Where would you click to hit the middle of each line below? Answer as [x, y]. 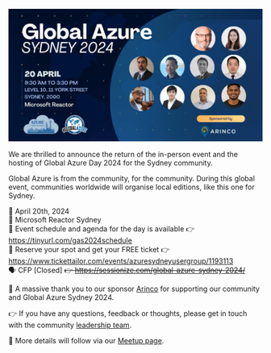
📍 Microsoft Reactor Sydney [55, 220]
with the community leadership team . [70, 325]
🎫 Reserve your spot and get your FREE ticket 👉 [89, 250]
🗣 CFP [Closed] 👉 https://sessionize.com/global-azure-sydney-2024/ [127, 270]
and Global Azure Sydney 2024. [61, 297]
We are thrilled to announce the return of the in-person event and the [123, 155]
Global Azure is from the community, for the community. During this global [132, 179]
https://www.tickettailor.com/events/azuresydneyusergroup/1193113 [121, 261]
